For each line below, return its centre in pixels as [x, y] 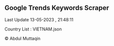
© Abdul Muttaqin [23, 38]
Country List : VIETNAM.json [33, 29]
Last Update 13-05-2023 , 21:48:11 [39, 19]
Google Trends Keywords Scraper [57, 8]
